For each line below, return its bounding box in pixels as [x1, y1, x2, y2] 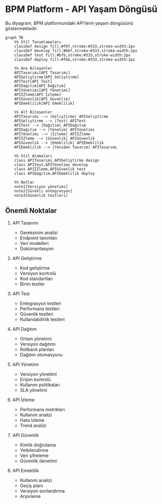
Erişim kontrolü [19, 376, 51, 382]
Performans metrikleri [19, 406, 65, 412]
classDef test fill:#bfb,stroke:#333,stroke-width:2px [14, 53, 131, 58]
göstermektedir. [5, 25, 38, 31]
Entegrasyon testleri [19, 300, 61, 306]
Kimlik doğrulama [19, 442, 56, 448]
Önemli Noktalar [5, 206, 57, 215]
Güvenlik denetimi [19, 457, 57, 464]
